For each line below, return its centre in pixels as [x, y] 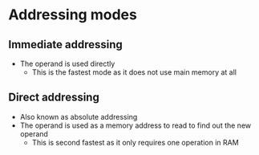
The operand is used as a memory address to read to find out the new [135, 125]
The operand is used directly [67, 63]
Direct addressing [54, 98]
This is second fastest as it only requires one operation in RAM [135, 142]
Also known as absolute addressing [79, 116]
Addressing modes [73, 15]
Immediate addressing [65, 45]
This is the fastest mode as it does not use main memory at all [134, 72]
